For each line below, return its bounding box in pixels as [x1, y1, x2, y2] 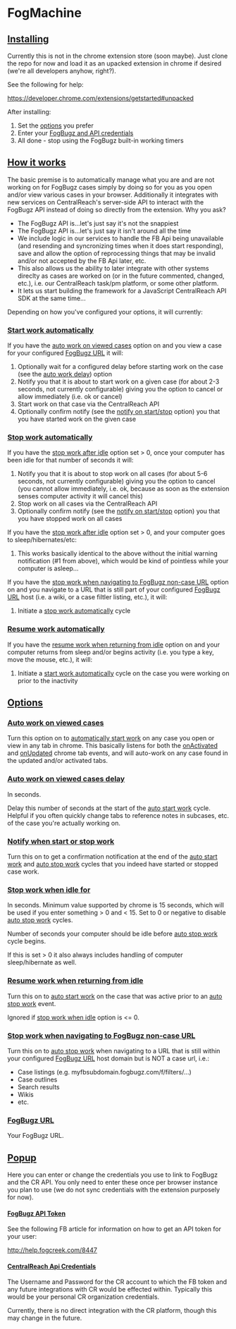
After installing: [7, 108, 51, 116]
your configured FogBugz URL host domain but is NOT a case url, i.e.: [7, 1054, 210, 1062]
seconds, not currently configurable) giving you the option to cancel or [17, 385, 223, 393]
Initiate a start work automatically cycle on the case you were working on [17, 668, 230, 678]
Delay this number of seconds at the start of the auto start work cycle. [7, 804, 211, 812]
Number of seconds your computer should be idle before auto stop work [7, 929, 218, 938]
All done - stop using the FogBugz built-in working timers [17, 136, 185, 145]
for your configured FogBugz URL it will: [7, 349, 123, 357]
